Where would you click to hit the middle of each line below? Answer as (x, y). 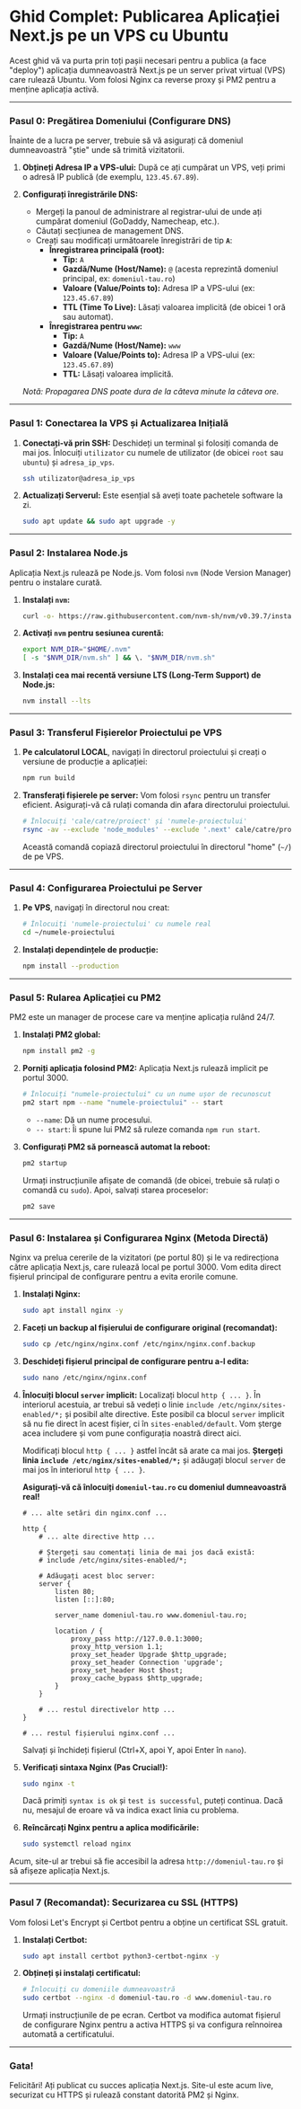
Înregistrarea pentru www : (96, 326)
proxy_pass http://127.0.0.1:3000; (137, 1639)
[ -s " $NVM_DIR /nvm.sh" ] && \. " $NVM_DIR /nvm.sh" (119, 658)
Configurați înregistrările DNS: (80, 194)
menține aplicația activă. (54, 89)
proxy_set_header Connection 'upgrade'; (147, 1662)
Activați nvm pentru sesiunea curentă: (93, 633)
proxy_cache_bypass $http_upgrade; (137, 1678)
